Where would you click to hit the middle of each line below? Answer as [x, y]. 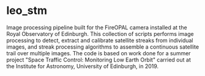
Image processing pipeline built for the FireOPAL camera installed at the [97, 27]
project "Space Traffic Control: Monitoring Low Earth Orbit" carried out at [99, 60]
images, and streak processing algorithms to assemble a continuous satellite [103, 47]
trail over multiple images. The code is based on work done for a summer [99, 53]
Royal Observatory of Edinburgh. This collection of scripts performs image [100, 33]
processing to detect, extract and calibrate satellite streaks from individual [100, 40]
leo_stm [27, 11]
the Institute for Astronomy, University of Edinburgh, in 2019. [83, 66]
